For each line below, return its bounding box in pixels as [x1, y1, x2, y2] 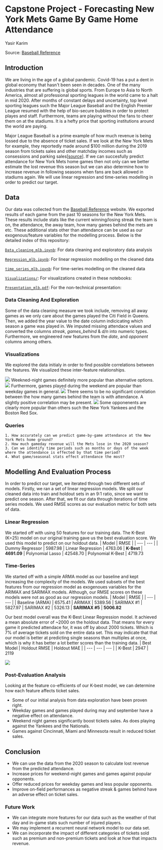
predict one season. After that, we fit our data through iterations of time [5, 496, 148, 502]
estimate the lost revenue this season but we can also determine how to [5, 164, 149, 169]
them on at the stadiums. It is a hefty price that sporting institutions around [5, 118, 154, 124]
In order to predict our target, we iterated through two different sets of [5, 480, 145, 486]
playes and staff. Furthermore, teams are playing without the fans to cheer [5, 113, 153, 119]
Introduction [5, 64, 44, 72]
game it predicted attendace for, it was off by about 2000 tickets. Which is [5, 624, 154, 630]
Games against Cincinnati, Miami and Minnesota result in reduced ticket [12, 728, 156, 734]
